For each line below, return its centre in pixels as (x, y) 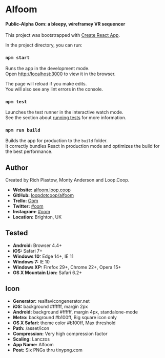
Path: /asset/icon (31, 328)
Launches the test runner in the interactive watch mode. (65, 112)
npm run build (23, 130)
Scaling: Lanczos (31, 339)
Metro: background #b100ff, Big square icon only (65, 317)
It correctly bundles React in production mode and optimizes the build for (82, 146)
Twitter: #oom (28, 206)
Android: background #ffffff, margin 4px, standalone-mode (75, 312)
